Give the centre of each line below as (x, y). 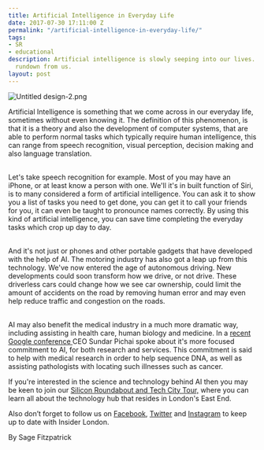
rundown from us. (44, 67)
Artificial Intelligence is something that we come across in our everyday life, (131, 112)
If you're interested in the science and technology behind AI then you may (128, 382)
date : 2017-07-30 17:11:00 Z (56, 23)
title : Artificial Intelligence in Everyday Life (91, 15)
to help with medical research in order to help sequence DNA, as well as (125, 358)
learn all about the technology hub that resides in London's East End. (120, 398)
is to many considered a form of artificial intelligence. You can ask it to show (132, 194)
